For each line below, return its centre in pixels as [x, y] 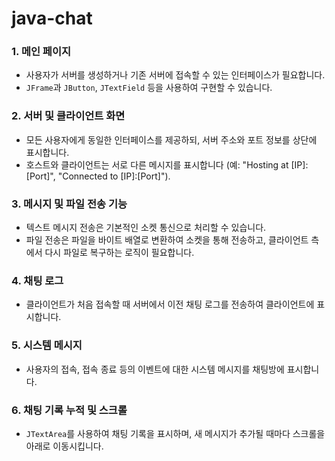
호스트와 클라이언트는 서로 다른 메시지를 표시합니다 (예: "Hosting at [157, 164]
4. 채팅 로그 [37, 280]
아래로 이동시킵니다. [64, 446]
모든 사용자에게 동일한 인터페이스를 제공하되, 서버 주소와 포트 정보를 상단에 [171, 139]
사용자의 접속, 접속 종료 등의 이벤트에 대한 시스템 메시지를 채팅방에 [155, 369]
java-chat [52, 18]
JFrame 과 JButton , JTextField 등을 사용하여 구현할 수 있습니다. [149, 88]
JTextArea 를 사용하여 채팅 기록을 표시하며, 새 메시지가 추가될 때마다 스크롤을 [175, 433]
